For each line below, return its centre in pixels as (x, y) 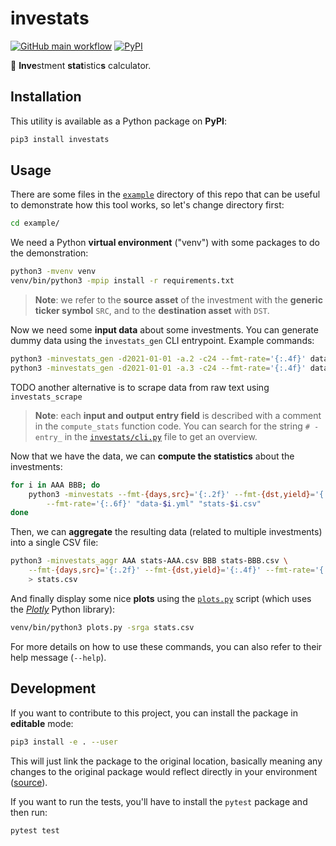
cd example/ (35, 223)
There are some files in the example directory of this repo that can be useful (165, 194)
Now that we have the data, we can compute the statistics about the (152, 456)
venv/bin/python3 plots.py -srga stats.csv (102, 627)
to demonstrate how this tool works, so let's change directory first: (147, 205)
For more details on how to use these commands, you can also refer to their (166, 646)
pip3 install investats (60, 139)
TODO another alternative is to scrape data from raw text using (140, 387)
